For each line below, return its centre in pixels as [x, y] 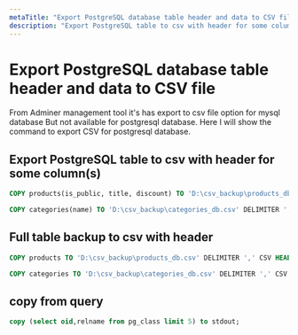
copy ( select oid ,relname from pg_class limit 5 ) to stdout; [125, 322]
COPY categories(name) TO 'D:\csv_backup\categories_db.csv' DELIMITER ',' [152, 210]
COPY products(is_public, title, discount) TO [97, 194]
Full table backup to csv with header [111, 237]
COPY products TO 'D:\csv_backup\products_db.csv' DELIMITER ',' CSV [141, 258]
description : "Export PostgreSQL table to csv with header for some [138, 26]
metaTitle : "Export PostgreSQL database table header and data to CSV [142, 17]
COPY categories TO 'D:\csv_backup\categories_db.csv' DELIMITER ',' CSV [149, 274]
